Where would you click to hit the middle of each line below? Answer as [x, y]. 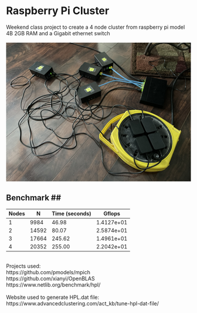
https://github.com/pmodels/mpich [48, 272]
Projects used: [23, 266]
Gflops [112, 214]
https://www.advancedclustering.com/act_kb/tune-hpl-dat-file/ [83, 303]
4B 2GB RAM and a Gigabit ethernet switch [58, 33]
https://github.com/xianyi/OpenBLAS [50, 278]
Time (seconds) [72, 214]
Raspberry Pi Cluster [58, 11]
